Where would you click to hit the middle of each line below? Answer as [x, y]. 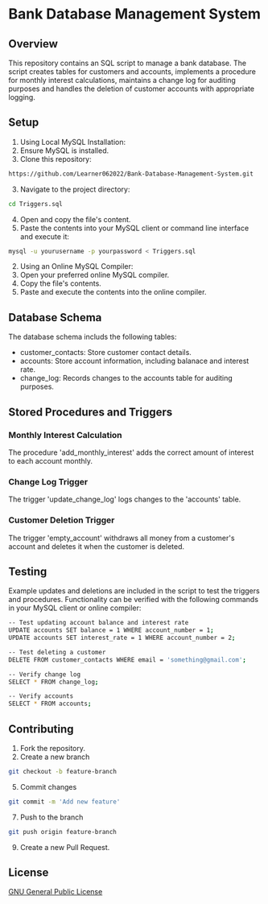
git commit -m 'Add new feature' [64, 802]
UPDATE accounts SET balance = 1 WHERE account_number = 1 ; [111, 630]
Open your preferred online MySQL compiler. [95, 275]
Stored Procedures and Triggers [91, 412]
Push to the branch [52, 817]
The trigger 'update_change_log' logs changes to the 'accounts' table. [125, 499]
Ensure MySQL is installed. [64, 151]
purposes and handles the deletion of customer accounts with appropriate [132, 89]
